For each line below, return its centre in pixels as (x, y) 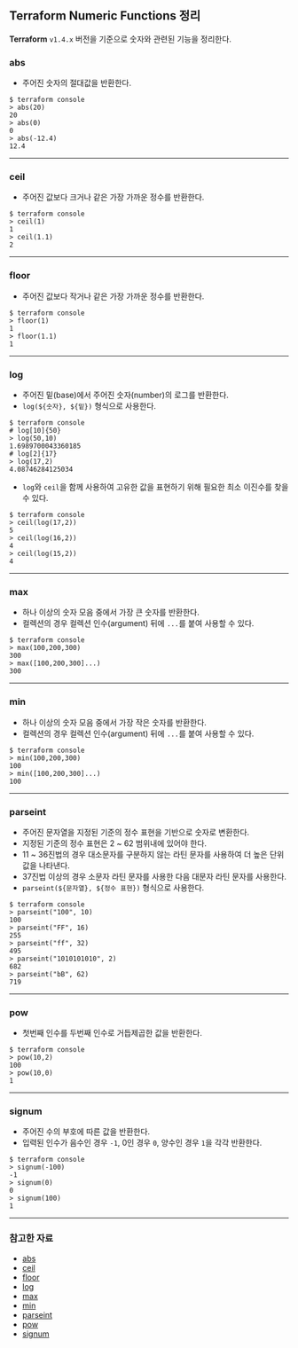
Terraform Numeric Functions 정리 (105, 16)
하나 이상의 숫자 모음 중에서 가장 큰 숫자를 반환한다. (110, 612)
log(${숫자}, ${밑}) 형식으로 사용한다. (89, 406)
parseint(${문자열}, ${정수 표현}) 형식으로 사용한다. (113, 887)
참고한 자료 (31, 1238)
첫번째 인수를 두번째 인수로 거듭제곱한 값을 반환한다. (112, 1033)
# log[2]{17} (33, 454)
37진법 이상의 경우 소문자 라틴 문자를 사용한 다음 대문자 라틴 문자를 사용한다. (154, 876)
